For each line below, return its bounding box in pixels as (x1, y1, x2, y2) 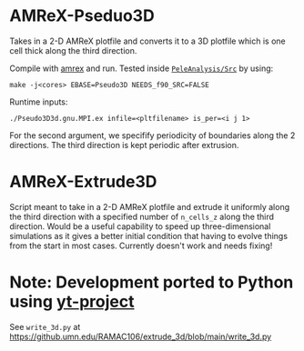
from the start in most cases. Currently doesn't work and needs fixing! (9, 240, 273, 251)
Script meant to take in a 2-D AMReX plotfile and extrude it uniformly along (9, 201, 290, 212)
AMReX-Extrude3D (9, 172, 157, 192)
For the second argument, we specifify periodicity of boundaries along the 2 (9, 129, 296, 141)
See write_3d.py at (9, 321, 81, 332)
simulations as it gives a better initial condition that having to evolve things (9, 230, 289, 241)
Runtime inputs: (9, 96, 68, 107)
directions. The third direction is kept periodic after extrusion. (9, 139, 239, 150)
